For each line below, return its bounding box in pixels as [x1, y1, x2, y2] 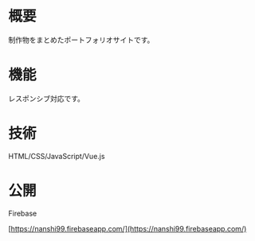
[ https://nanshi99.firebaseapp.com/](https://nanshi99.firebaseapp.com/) [8, 224, 247, 233]
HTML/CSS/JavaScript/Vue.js [8, 151, 105, 161]
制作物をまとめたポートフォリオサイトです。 [8, 35, 155, 45]
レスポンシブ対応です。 [8, 93, 85, 103]
